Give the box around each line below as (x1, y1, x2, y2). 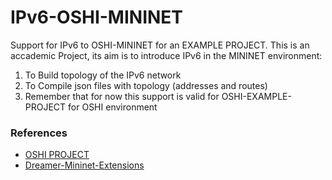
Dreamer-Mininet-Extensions (24, 159, 145, 171)
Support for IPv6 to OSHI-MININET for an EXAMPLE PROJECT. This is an (10, 39, 310, 51)
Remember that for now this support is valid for (24, 90, 220, 102)
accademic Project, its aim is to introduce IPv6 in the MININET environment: (10, 49, 323, 61)
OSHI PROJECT (24, 149, 90, 161)
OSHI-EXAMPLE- (221, 90, 292, 102)
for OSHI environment (68, 101, 158, 113)
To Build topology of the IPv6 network (24, 69, 182, 81)
